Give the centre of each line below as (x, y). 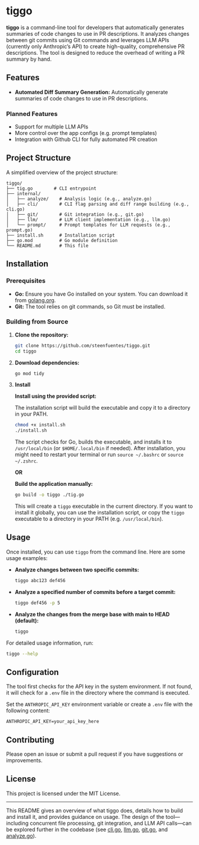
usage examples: (27, 558)
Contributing (30, 739)
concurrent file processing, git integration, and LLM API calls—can (111, 823)
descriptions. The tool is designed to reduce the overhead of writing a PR (95, 52)
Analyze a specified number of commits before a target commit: (95, 592)
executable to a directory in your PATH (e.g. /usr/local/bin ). (89, 519)
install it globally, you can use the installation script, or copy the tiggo (99, 513)
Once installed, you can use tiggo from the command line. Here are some (96, 552)
